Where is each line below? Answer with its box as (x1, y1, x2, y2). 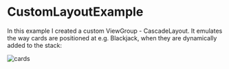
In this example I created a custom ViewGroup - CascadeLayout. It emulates (7, 27, 223, 35)
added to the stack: (7, 41, 63, 49)
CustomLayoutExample (7, 4, 144, 20)
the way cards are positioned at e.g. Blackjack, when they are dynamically (7, 33, 217, 42)
